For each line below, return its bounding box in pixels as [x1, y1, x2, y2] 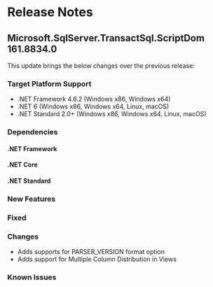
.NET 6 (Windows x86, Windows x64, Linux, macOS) [17, 102, 170, 111]
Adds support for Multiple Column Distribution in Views [17, 255, 177, 263]
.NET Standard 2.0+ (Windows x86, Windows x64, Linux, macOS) [17, 110, 207, 118]
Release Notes [7, 4, 93, 20]
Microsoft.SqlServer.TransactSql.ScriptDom [7, 32, 205, 44]
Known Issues [7, 272, 57, 282]
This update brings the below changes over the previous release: [7, 62, 195, 70]
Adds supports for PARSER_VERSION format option [17, 248, 165, 256]
